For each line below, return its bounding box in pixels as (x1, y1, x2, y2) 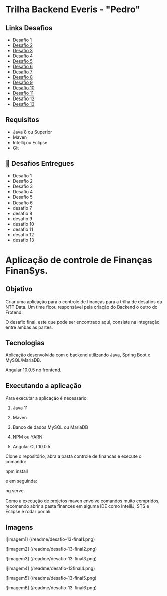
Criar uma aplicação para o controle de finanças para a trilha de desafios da (5, 298, 162, 305)
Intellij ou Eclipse (12, 139, 48, 145)
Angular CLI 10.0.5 (12, 444, 51, 450)
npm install (5, 468, 28, 474)
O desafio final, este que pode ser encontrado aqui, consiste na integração (5, 319, 160, 325)
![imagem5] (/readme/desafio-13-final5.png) (5, 575, 97, 581)
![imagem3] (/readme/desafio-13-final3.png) (5, 556, 97, 562)
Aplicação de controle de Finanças (5, 254, 153, 266)
